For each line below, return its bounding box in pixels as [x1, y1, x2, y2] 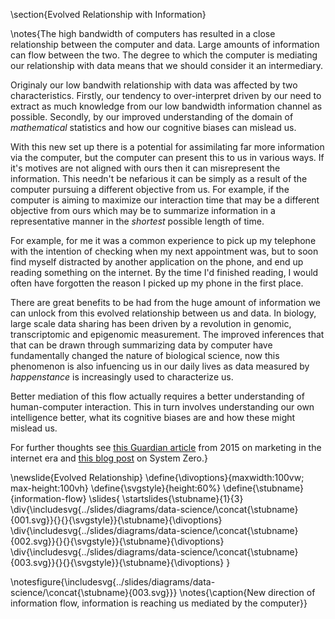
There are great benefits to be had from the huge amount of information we [10, 297, 322, 308]
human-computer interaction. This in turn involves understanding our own [10, 401, 315, 413]
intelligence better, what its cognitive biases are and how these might [10, 412, 296, 423]
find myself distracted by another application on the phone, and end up [10, 256, 304, 268]
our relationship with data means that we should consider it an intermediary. [10, 60, 324, 71]
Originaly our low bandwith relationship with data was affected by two [10, 79, 298, 91]
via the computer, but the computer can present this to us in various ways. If [10, 152, 325, 163]
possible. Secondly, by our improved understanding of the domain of [10, 111, 294, 123]
